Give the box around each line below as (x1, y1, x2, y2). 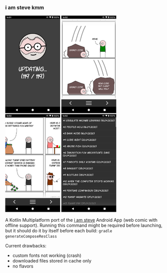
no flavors (12, 263, 34, 269)
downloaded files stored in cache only (12, 257, 92, 263)
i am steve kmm (5, 4, 44, 11)
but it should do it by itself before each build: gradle (5, 227, 112, 233)
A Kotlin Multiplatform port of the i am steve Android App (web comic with (5, 217, 158, 223)
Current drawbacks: (5, 242, 47, 248)
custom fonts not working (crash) (12, 252, 82, 258)
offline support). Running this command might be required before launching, (5, 222, 163, 228)
